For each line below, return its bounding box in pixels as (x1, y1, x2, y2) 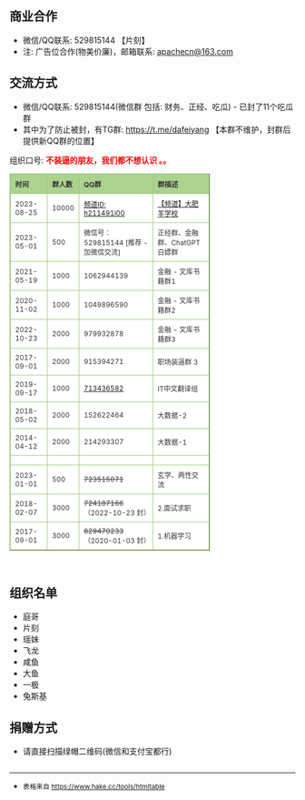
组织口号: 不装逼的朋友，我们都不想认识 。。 (9, 155, 172, 166)
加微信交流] (83, 247, 121, 257)
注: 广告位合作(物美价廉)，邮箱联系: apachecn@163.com (22, 46, 234, 56)
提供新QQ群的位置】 (22, 135, 100, 146)
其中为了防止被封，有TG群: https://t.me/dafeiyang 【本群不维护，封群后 (22, 124, 291, 135)
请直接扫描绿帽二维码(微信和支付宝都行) (22, 746, 172, 757)
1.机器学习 (157, 532, 192, 542)
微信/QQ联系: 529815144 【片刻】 (22, 35, 150, 46)
